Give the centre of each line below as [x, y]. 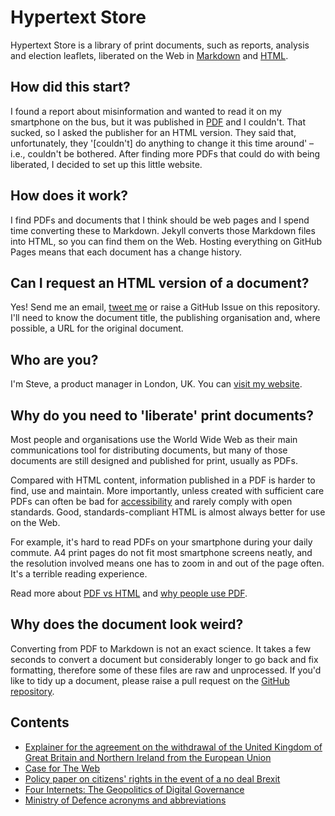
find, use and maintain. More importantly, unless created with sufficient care [167, 490]
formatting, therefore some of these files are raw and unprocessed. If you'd [166, 670]
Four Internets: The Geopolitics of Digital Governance [134, 789]
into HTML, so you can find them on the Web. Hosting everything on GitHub [166, 241]
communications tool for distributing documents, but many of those [149, 450]
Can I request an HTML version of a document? [160, 282]
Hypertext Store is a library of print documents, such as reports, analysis [160, 45]
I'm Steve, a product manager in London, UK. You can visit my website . [156, 384]
